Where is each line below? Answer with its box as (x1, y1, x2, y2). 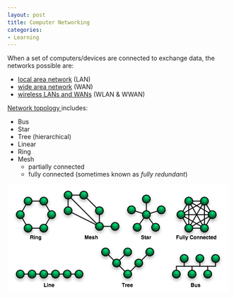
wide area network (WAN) (17, 83, 93, 91)
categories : (7, 26, 42, 33)
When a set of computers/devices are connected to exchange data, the (7, 54, 216, 63)
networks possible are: (7, 61, 74, 70)
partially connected (28, 162, 85, 171)
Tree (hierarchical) (17, 133, 72, 141)
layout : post (7, 11, 46, 18)
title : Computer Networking (7, 18, 90, 26)
